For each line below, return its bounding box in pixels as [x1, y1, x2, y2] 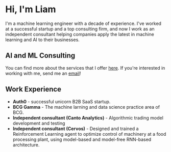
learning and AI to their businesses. [5, 37, 80, 43]
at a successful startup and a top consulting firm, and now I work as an [5, 25, 155, 32]
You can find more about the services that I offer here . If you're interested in [5, 65, 165, 71]
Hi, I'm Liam [5, 4, 56, 15]
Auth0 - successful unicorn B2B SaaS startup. [12, 98, 111, 105]
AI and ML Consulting [5, 51, 76, 60]
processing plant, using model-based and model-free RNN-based [12, 136, 152, 142]
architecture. [12, 141, 40, 148]
